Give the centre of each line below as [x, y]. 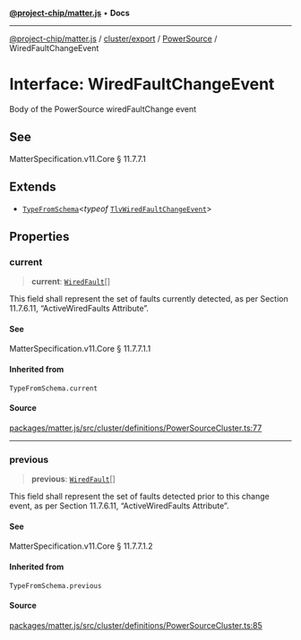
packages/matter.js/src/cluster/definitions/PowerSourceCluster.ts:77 [136, 428]
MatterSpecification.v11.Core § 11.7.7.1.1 [80, 349]
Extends [33, 187]
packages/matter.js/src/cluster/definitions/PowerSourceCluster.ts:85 [136, 625]
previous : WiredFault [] [73, 479]
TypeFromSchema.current [54, 388]
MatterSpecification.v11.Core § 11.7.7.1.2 [82, 546]
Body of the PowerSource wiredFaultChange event [103, 109]
